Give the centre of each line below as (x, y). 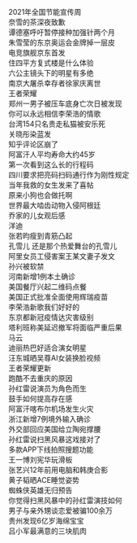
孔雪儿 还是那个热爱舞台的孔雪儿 (63, 246)
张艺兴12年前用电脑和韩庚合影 (58, 470)
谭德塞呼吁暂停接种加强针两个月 (62, 32)
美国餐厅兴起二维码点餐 (47, 287)
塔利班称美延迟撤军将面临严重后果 (65, 327)
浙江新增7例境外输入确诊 (49, 419)
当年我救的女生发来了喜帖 (51, 185)
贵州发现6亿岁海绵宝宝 (46, 521)
